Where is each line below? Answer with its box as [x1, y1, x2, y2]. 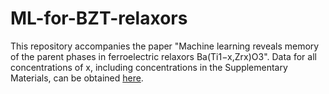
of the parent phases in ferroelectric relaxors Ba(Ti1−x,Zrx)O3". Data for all [10, 50, 317, 62]
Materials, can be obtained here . [10, 72, 144, 84]
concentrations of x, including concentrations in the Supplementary [10, 61, 288, 73]
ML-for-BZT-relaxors [10, 7, 188, 30]
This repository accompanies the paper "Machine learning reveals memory [10, 40, 320, 52]
